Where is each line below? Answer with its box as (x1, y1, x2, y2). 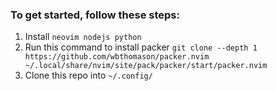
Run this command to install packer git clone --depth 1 (24, 41, 258, 53)
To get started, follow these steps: (10, 8, 180, 22)
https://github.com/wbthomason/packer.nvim (24, 52, 210, 62)
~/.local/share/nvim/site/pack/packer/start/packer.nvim (24, 61, 268, 71)
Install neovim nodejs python (24, 31, 142, 43)
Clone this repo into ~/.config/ (24, 69, 153, 82)
